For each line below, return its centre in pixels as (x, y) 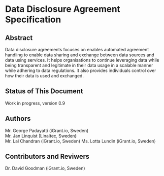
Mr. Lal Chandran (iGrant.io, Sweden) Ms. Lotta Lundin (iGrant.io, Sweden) (81, 141)
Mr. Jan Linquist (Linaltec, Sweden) (41, 136)
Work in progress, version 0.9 (35, 103)
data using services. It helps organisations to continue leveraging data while (82, 60)
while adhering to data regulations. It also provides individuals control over (81, 70)
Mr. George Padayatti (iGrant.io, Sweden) (47, 130)
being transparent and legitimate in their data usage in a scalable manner (79, 65)
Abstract (19, 38)
